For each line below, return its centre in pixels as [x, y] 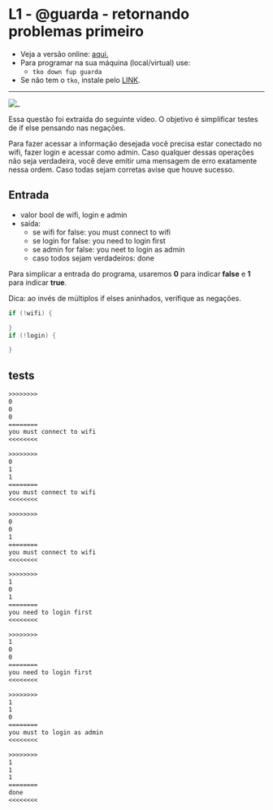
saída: [30, 223]
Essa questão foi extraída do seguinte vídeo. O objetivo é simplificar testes [133, 119]
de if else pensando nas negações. [67, 128]
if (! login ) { [32, 335]
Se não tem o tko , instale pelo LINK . [80, 80]
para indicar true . [38, 282]
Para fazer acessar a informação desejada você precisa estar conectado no [135, 143]
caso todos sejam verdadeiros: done [93, 258]
